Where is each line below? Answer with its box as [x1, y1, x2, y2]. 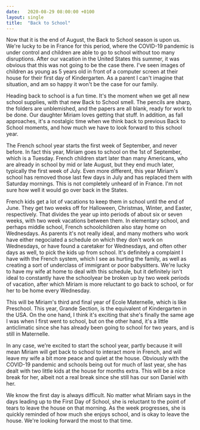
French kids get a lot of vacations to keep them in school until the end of [6, 198, 184, 205]
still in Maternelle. [6, 330, 50, 338]
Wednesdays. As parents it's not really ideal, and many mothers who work [6, 230, 189, 237]
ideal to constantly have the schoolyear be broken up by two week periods [6, 275, 190, 282]
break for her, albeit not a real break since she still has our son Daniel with [6, 374, 188, 381]
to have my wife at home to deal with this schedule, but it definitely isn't [6, 268, 183, 275]
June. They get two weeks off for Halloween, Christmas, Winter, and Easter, [6, 205, 192, 212]
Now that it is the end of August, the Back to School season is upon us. [6, 36, 181, 44]
